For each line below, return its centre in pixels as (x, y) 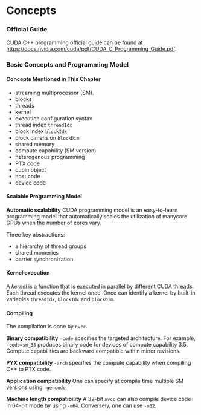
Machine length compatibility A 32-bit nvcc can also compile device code (99, 399)
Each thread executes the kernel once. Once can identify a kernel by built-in (101, 293)
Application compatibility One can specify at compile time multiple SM (95, 381)
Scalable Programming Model (44, 197)
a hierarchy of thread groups (50, 246)
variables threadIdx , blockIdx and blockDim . (61, 299)
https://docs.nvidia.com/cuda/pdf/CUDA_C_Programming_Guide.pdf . (91, 49)
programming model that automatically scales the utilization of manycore (97, 216)
